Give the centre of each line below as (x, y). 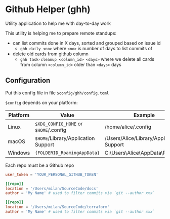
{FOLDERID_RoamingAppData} (67, 153)
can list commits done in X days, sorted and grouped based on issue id (87, 43)
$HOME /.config (51, 130)
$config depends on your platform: (41, 102)
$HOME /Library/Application (65, 138)
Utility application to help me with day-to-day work (58, 23)
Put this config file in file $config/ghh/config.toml (57, 93)
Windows (19, 153)
